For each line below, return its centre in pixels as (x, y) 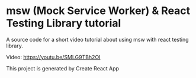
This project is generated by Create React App (63, 68)
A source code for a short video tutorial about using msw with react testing (97, 39)
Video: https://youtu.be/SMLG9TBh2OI (53, 57)
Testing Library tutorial (64, 23)
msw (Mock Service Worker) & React (98, 11)
